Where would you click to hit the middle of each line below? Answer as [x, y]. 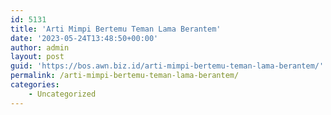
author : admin [40, 47]
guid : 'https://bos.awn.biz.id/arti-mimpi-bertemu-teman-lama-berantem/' [167, 66]
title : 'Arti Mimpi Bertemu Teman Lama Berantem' [116, 29]
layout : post [37, 57]
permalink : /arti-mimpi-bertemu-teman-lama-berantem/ [125, 76]
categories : [35, 85]
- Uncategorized [62, 94]
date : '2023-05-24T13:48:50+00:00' [84, 38]
